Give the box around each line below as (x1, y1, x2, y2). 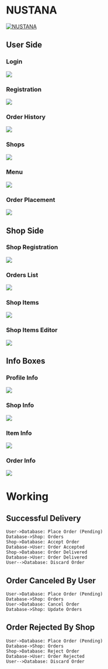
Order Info (6, 456, 36, 464)
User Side (6, 40, 43, 50)
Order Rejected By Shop (6, 623, 95, 633)
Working (6, 490, 48, 504)
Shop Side (6, 225, 44, 235)
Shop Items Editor (6, 326, 58, 334)
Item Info (6, 429, 32, 437)
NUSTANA (6, 4, 57, 17)
